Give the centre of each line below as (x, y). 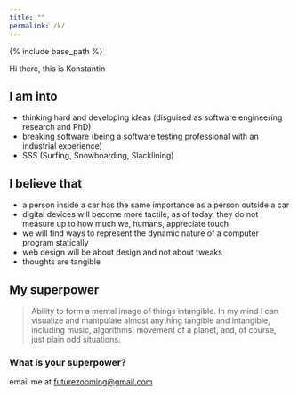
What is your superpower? (68, 362)
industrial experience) (62, 146)
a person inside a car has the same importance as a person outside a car (156, 205)
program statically (55, 243)
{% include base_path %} (56, 51)
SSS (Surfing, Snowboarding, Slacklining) (98, 156)
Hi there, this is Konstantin (57, 69)
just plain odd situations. (76, 339)
